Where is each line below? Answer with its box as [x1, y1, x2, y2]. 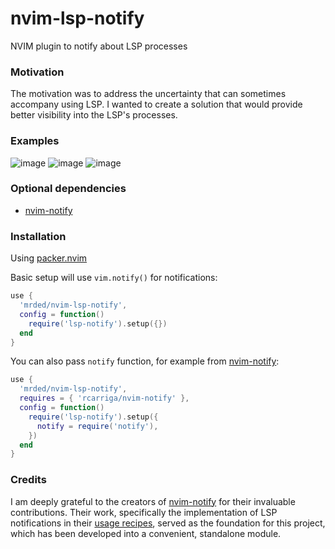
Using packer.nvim [10, 252, 88, 264]
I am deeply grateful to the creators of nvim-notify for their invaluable [10, 495, 296, 507]
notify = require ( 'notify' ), [36, 421, 159, 431]
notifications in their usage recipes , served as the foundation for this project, [10, 517, 326, 529]
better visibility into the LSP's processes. [10, 109, 178, 121]
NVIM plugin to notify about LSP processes [10, 40, 188, 52]
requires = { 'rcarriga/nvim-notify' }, [19, 393, 190, 404]
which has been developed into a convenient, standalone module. [10, 527, 282, 539]
